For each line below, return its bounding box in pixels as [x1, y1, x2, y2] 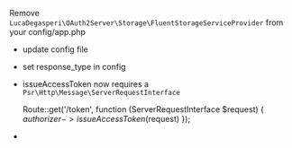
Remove [9, 8, 41, 18]
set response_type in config [22, 62, 126, 72]
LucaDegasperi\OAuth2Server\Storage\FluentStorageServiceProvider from [9, 17, 284, 28]
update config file [22, 44, 88, 55]
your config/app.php [9, 27, 86, 37]
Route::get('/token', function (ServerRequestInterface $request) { [22, 104, 264, 115]
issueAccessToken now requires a [22, 79, 150, 89]
